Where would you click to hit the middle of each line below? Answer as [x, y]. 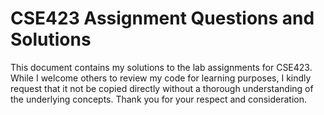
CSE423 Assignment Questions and [162, 18]
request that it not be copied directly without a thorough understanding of [162, 88]
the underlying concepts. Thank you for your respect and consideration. [159, 99]
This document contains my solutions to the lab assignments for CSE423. [161, 67]
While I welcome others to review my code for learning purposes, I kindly [161, 78]
